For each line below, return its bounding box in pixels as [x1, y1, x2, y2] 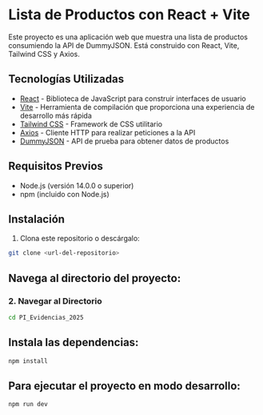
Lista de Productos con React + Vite [8, 6, 250, 24]
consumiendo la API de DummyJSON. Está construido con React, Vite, [8, 40, 240, 50]
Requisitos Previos [8, 159, 104, 173]
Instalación [8, 212, 66, 226]
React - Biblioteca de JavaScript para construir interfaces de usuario [19, 94, 246, 103]
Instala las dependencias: [8, 336, 139, 349]
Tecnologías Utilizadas [8, 72, 125, 86]
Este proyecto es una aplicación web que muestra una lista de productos [8, 32, 248, 42]
